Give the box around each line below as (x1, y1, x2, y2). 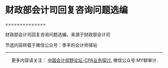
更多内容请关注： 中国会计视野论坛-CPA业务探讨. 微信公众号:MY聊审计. (11, 57, 158, 63)
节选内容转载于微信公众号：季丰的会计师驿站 (5, 42, 97, 48)
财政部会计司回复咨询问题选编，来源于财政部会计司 (5, 31, 110, 37)
